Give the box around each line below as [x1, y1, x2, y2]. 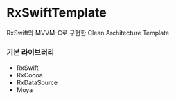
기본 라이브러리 [6, 47, 55, 57]
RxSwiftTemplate [6, 5, 107, 21]
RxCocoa [16, 71, 43, 80]
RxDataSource [16, 78, 58, 87]
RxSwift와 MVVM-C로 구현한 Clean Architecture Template [6, 28, 170, 37]
